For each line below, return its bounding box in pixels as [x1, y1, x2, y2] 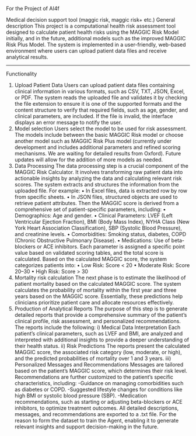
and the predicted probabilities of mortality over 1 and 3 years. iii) [14, 355, 171, 362]
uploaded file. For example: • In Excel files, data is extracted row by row [14, 187, 188, 194]
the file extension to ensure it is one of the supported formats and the [14, 101, 182, 107]
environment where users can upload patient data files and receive [6, 47, 167, 54]
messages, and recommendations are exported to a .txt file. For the [14, 411, 177, 417]
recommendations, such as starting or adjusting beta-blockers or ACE [14, 399, 183, 405]
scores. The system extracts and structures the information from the [14, 181, 179, 188]
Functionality [6, 70, 37, 77]
